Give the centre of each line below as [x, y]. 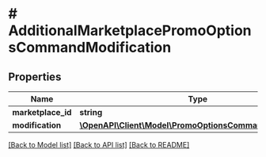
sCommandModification [90, 48]
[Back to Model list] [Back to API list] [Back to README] [99, 145]
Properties [35, 77]
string [91, 112]
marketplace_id [42, 112]
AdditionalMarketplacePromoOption [130, 31]
